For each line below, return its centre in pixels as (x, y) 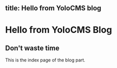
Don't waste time (32, 48)
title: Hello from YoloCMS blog (53, 8)
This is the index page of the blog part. (45, 60)
